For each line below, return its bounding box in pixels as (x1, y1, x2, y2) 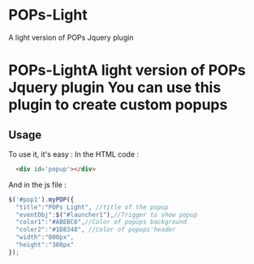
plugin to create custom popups (8, 96, 228, 115)
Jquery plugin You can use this (8, 79, 222, 97)
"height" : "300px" (15, 241, 75, 249)
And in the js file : (8, 180, 67, 189)
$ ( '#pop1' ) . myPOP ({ (8, 195, 75, 204)
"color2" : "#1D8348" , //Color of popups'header (15, 226, 176, 234)
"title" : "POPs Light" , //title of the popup (15, 203, 169, 211)
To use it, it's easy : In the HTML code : (8, 149, 140, 159)
